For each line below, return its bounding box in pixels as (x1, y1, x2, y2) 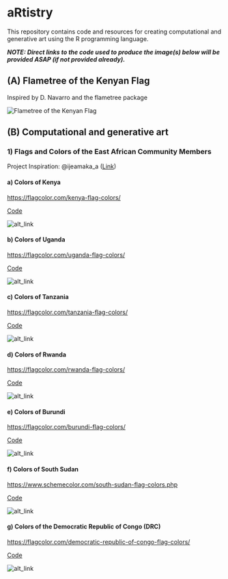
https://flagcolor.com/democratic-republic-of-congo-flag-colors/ (7, 537, 190, 545)
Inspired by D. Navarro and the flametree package (7, 93, 148, 101)
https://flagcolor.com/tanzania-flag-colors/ (7, 308, 128, 316)
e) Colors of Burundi (7, 407, 66, 415)
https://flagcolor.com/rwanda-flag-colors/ (7, 365, 126, 374)
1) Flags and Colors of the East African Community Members (7, 147, 212, 157)
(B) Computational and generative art (7, 127, 169, 138)
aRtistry (7, 5, 53, 21)
